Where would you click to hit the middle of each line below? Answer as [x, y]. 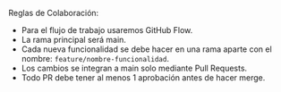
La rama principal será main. [74, 40]
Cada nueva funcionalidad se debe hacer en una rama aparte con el [146, 49]
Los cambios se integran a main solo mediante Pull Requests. [134, 68]
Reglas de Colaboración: [54, 13]
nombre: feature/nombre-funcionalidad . [95, 59]
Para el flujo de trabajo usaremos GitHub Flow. [107, 30]
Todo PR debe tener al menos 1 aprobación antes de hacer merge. [143, 78]
